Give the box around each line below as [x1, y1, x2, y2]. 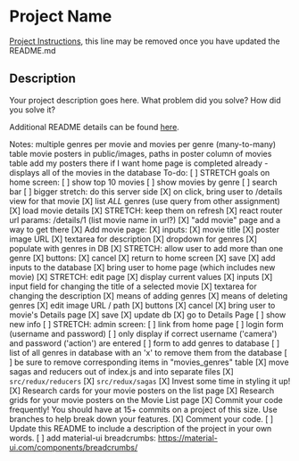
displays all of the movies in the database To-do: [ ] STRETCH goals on [9, 167, 270, 177]
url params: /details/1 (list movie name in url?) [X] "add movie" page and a [9, 214, 281, 225]
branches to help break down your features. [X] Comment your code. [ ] [9, 413, 274, 424]
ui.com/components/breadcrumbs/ [9, 441, 138, 452]
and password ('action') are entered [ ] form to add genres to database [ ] [9, 337, 280, 349]
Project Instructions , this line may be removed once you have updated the [9, 36, 280, 46]
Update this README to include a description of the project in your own [9, 423, 272, 433]
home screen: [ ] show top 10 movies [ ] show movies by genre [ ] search [9, 177, 278, 187]
